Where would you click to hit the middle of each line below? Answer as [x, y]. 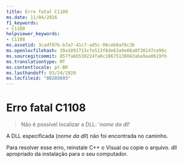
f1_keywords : [22, 23]
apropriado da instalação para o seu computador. [67, 154]
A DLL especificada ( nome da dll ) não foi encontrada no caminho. [87, 136]
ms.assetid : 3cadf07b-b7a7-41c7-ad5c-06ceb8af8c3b [71, 45]
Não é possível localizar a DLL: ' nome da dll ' [75, 124]
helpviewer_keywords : [33, 34]
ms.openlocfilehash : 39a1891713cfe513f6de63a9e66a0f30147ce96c [87, 51]
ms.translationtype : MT [36, 61]
